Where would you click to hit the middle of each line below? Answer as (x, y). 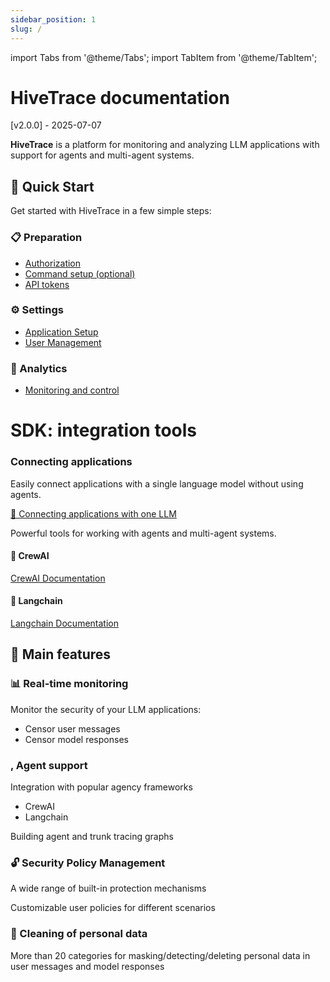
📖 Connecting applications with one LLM (93, 513)
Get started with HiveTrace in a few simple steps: (111, 211)
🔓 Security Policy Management (88, 863)
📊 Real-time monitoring (69, 684)
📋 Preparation (46, 238)
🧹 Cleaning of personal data (79, 934)
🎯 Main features (61, 654)
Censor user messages (72, 728)
